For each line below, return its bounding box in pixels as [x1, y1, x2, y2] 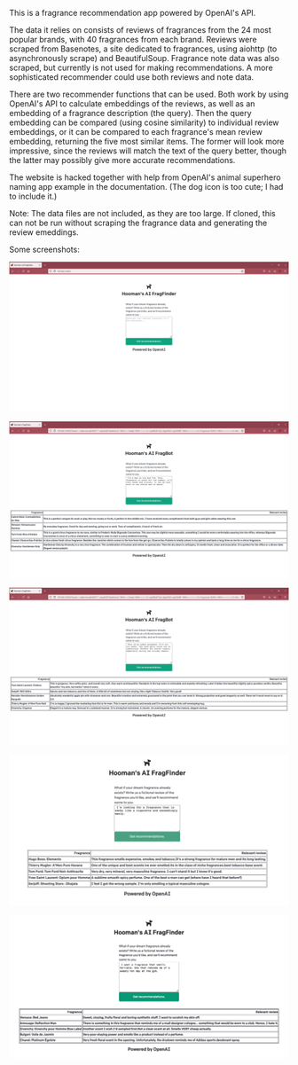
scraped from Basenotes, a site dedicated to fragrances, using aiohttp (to [9, 43, 278, 54]
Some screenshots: [9, 244, 80, 255]
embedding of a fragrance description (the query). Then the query [9, 108, 252, 118]
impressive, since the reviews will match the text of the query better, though [9, 145, 286, 156]
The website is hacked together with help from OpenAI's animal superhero [9, 172, 281, 183]
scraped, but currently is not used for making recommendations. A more [9, 62, 273, 73]
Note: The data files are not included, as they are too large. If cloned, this [9, 208, 277, 218]
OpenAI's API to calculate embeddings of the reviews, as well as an [9, 98, 255, 109]
